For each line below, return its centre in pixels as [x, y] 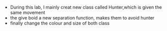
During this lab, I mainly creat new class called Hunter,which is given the [86, 7]
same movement [27, 12]
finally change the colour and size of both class [60, 23]
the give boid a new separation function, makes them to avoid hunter [82, 18]
